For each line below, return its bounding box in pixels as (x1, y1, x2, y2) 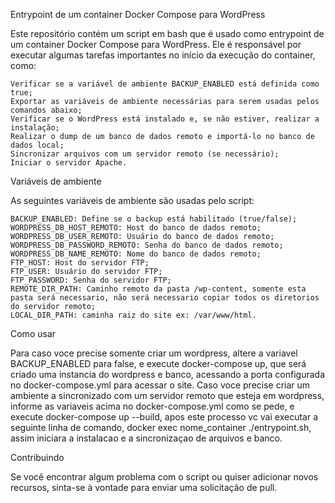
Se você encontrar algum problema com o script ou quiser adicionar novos (10, 471, 319, 483)
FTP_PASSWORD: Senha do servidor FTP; (10, 275, 172, 285)
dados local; (10, 140, 65, 150)
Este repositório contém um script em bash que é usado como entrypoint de (10, 28, 325, 39)
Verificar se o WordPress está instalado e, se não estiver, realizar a (10, 114, 320, 124)
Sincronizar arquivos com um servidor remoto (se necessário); (10, 149, 280, 159)
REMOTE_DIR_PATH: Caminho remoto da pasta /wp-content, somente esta (10, 284, 307, 294)
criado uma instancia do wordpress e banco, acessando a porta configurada (10, 369, 326, 380)
